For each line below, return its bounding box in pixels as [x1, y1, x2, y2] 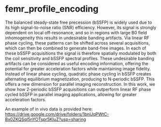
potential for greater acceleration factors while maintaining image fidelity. [5, 65, 151, 71]
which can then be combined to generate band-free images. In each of [5, 45, 146, 51]
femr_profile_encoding [5, 3, 99, 15]
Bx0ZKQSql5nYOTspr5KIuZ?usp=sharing [5, 116, 86, 122]
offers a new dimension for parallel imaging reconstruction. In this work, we [5, 81, 156, 87]
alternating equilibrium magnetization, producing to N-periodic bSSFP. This [5, 76, 155, 82]
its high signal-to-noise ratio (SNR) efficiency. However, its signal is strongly [5, 24, 157, 30]
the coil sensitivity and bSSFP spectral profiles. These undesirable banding [5, 55, 155, 61]
